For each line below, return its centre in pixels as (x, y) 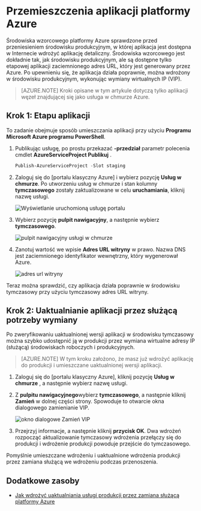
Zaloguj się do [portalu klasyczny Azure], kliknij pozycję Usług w (95, 377)
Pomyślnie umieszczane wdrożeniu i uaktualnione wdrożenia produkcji (93, 456)
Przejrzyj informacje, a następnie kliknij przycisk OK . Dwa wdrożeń (98, 431)
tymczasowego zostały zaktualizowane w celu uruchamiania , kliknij (100, 190)
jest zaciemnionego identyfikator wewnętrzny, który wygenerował (96, 255)
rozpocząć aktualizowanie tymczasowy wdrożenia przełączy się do (98, 438)
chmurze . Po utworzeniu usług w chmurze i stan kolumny (86, 183)
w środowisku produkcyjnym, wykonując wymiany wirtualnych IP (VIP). (94, 79)
